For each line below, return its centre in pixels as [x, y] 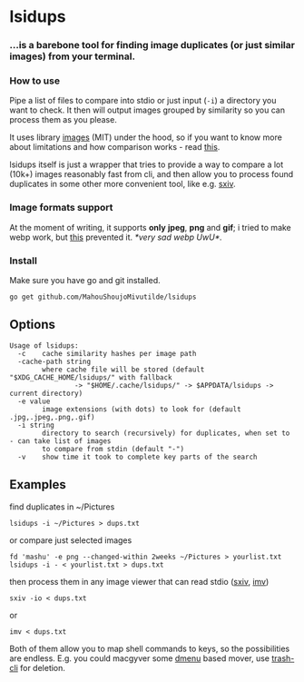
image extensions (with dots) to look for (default [142, 409]
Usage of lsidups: [44, 346]
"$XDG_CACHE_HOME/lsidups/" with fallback [91, 377]
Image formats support [61, 208]
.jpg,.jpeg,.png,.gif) [52, 417]
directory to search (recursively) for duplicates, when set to [166, 433]
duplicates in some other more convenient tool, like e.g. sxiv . [123, 184]
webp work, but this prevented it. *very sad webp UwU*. [116, 237]
